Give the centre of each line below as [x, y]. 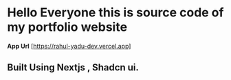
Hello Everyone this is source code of [115, 13]
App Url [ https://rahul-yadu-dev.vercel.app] [69, 46]
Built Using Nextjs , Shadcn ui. [73, 67]
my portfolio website [67, 27]
